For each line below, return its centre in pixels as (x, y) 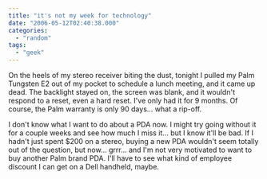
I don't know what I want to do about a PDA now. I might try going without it (132, 125)
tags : (17, 45)
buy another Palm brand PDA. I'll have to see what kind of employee (120, 158)
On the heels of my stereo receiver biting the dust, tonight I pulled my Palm (132, 75)
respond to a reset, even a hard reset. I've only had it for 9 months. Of (123, 101)
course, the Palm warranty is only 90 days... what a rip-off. (105, 109)
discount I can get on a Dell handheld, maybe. (84, 167)
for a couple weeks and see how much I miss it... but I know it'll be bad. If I (131, 133)
